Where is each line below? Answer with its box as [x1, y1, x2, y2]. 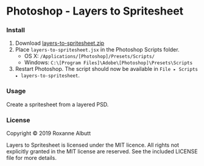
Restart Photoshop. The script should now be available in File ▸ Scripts [15, 65, 198, 73]
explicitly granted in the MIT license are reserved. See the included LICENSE [6, 148, 198, 155]
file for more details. [6, 154, 57, 162]
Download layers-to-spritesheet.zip [15, 39, 105, 47]
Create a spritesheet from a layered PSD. [6, 101, 109, 108]
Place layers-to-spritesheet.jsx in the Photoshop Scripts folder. [15, 46, 180, 53]
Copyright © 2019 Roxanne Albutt [6, 130, 91, 137]
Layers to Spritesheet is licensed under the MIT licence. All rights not [6, 141, 180, 149]
